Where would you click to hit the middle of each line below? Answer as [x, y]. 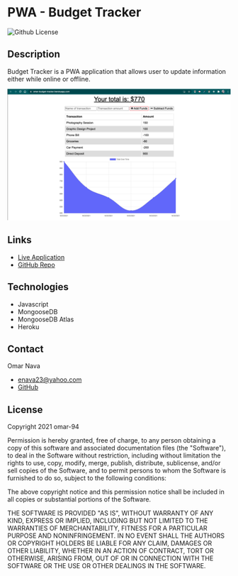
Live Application [41, 257]
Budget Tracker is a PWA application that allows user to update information [117, 71]
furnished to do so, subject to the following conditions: [87, 478]
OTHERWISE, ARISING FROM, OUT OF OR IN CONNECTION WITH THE [110, 558]
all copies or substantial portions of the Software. [79, 499]
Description [34, 54]
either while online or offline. [49, 79]
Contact [25, 349]
